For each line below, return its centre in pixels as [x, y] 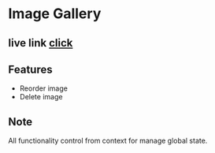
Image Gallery [55, 14]
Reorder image [44, 88]
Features [30, 69]
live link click [41, 43]
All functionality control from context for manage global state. [108, 141]
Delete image [41, 97]
